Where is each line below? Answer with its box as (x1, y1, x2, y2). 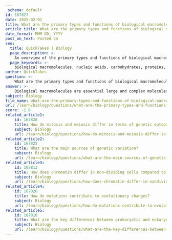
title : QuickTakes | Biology (10, 46, 72, 51)
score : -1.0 (5, 108, 31, 113)
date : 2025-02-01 (5, 17, 42, 22)
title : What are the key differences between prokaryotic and (14, 217, 150, 223)
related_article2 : (5, 136, 45, 142)
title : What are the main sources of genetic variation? (14, 146, 139, 151)
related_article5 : (5, 208, 45, 213)
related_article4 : (5, 184, 45, 189)
